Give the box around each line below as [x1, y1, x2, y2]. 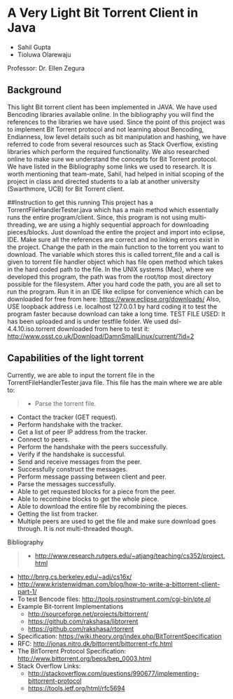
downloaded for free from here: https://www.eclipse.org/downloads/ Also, [7, 295, 221, 303]
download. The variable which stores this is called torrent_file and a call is [7, 250, 220, 258]
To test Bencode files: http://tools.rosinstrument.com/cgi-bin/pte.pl [17, 595, 211, 603]
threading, [7, 220, 37, 229]
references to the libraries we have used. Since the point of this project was [7, 118, 225, 126]
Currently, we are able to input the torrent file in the [7, 371, 155, 379]
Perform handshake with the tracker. [17, 420, 123, 428]
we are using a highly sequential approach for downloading [38, 220, 209, 229]
